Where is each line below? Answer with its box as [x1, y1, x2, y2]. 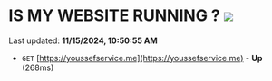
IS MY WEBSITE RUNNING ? [8, 5, 221, 26]
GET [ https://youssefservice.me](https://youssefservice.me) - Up [21, 52, 263, 63]
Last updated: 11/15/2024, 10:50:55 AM [8, 35, 158, 46]
